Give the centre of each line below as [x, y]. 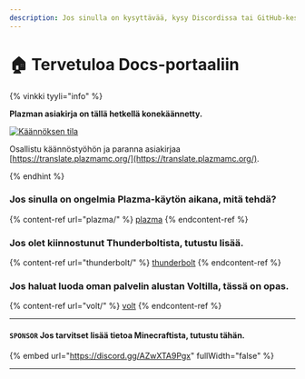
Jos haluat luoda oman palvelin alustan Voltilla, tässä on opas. [149, 286]
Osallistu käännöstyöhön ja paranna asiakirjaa [95, 149]
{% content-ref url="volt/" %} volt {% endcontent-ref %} [116, 306]
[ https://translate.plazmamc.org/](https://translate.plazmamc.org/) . [135, 158]
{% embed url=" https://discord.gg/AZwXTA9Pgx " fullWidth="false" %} [142, 355]
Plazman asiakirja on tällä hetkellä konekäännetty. [106, 114]
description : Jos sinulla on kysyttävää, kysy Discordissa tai [132, 18]
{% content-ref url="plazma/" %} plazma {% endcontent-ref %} [129, 219]
